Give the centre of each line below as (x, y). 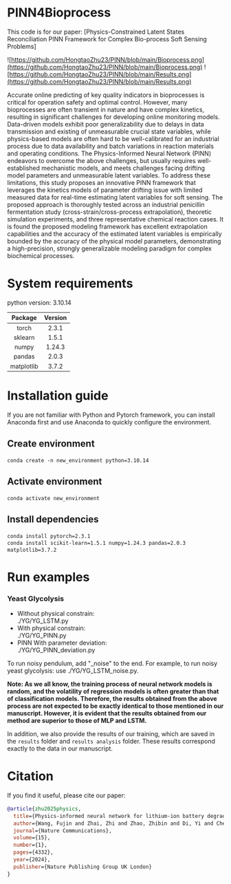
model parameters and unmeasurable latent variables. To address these (109, 175)
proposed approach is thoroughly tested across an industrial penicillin (106, 204)
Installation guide (58, 396)
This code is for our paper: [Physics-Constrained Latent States (96, 32)
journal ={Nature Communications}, (63, 830)
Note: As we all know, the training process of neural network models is (110, 684)
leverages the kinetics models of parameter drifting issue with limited (105, 190)
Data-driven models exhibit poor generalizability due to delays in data (106, 124)
